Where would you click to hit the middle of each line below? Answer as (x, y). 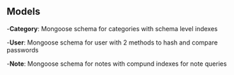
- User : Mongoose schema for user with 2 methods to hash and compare (112, 42)
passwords (23, 50)
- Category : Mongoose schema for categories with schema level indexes (112, 28)
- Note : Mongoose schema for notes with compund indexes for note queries (117, 64)
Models (23, 12)
